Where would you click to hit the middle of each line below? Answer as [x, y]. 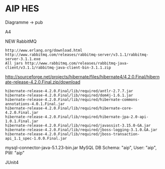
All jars [14, 63]
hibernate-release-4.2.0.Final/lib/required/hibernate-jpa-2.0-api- [77, 117]
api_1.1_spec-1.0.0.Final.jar [36, 138]
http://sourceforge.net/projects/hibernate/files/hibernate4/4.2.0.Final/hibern [82, 76]
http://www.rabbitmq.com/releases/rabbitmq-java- [77, 63]
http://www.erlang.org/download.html [44, 50]
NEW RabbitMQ [21, 41]
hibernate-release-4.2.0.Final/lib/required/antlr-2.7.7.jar [69, 91]
